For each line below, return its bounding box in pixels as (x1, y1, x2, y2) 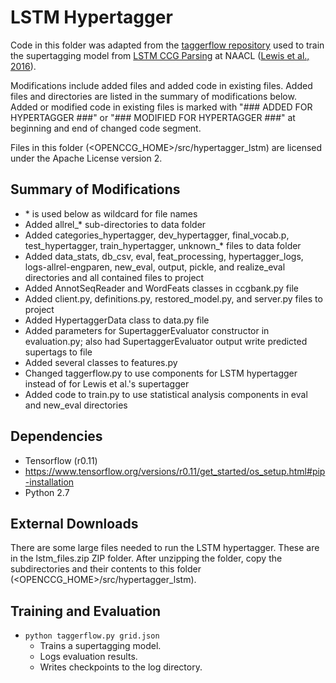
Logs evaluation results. (39, 651, 138, 663)
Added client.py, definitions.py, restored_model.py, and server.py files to (24, 292, 323, 305)
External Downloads (10, 515, 139, 532)
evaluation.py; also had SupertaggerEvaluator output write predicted (24, 335, 308, 347)
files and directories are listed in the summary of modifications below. (10, 90, 297, 102)
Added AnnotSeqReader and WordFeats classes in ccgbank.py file (24, 282, 299, 294)
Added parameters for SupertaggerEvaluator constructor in (24, 324, 270, 336)
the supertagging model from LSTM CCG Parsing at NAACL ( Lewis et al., (10, 49, 310, 61)
